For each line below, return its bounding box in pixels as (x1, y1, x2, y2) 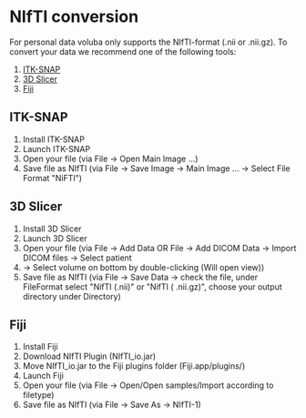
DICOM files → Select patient (22, 252, 132, 263)
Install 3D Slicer (22, 223, 82, 234)
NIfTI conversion (9, 6, 139, 27)
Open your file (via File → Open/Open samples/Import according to (22, 380, 274, 391)
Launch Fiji (22, 371, 64, 382)
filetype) (22, 390, 55, 401)
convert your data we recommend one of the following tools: (9, 46, 237, 56)
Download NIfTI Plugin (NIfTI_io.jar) (22, 351, 157, 362)
